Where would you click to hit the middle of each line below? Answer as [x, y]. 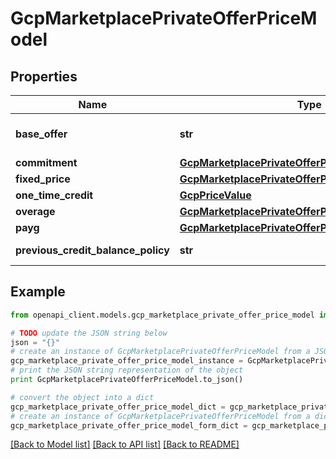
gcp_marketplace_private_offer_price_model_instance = [127, 361]
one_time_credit [54, 195]
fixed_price [43, 179]
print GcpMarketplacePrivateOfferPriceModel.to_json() [127, 380]
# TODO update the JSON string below [89, 333]
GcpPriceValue [215, 195]
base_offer [41, 134]
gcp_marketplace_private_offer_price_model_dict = [118, 407]
